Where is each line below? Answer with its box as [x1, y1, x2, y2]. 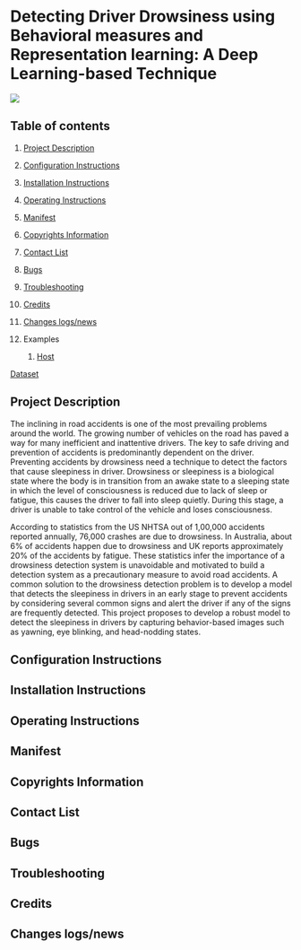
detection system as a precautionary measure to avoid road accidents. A [10, 569, 279, 580]
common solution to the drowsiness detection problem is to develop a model [10, 579, 293, 589]
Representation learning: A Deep [10, 45, 259, 65]
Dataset [10, 368, 39, 379]
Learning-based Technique [10, 64, 218, 84]
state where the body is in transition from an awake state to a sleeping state [10, 475, 290, 486]
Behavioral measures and [10, 25, 204, 46]
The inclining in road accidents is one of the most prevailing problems [10, 418, 268, 429]
